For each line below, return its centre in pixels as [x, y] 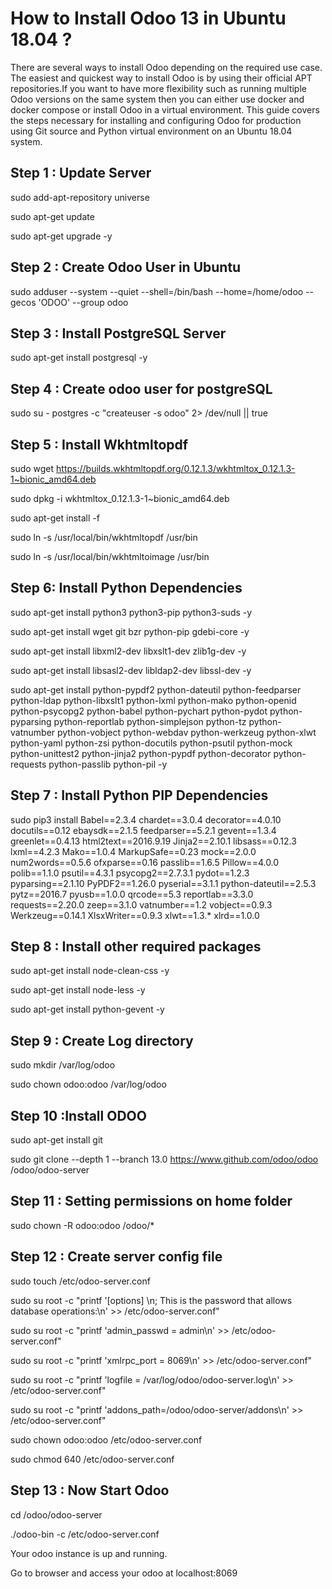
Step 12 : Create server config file [116, 1257]
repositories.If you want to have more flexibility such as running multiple [158, 88]
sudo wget [32, 468]
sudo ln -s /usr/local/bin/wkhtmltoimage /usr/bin [110, 556]
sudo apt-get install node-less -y [78, 990]
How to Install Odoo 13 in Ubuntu [148, 18]
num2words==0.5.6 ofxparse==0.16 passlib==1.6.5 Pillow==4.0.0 [145, 862]
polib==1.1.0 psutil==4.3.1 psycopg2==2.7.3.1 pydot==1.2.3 [130, 873]
